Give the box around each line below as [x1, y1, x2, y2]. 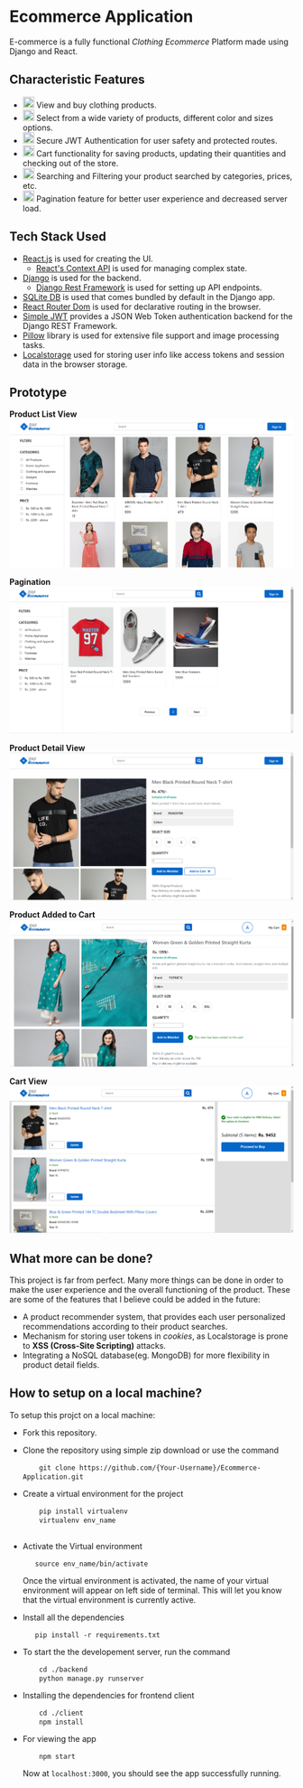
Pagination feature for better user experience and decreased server [35, 193, 288, 204]
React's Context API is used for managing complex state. [35, 262, 248, 273]
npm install [39, 1717, 84, 1727]
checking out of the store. [22, 157, 119, 168]
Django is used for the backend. [22, 272, 142, 283]
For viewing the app [22, 1733, 96, 1744]
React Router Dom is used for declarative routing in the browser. [22, 301, 262, 312]
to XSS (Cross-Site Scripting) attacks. [22, 1340, 167, 1350]
